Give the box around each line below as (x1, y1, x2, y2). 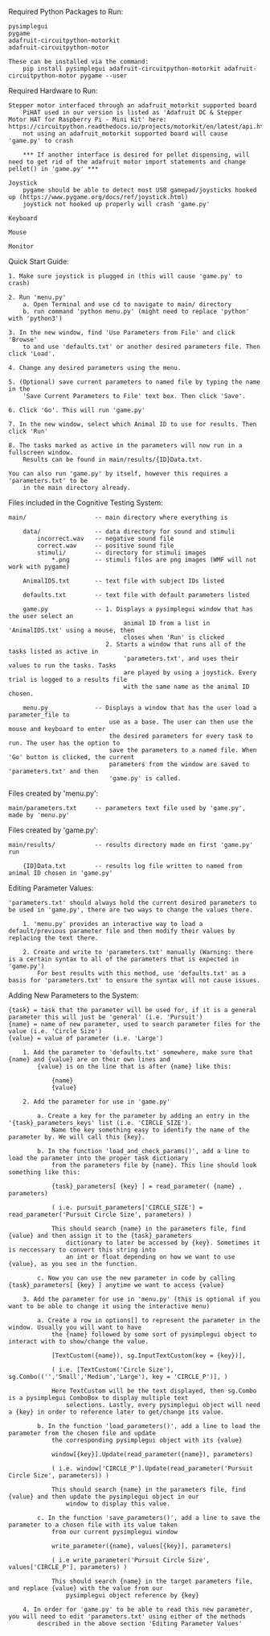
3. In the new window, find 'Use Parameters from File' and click (8, 329, 235, 337)
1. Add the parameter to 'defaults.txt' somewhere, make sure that (22, 1048, 253, 1057)
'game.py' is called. (108, 774, 182, 783)
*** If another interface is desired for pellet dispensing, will (22, 151, 250, 159)
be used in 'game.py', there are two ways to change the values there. (8, 906, 253, 914)
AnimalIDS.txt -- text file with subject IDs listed (22, 577, 225, 585)
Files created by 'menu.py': (8, 789, 99, 798)
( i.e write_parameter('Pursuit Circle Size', (51, 1556, 211, 1564)
